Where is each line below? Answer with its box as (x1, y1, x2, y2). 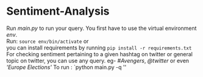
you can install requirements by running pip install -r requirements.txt (6, 44, 192, 51)
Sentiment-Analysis (6, 4, 110, 18)
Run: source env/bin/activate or (6, 37, 89, 45)
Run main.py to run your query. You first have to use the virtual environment (6, 24, 197, 32)
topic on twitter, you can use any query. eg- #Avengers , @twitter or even (6, 57, 190, 64)
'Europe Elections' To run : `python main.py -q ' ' (6, 63, 127, 71)
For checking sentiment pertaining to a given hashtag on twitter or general (6, 50, 193, 57)
